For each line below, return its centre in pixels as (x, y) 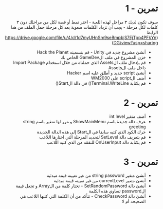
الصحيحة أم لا (134, 201)
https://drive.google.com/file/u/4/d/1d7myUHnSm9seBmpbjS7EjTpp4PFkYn (81, 38)
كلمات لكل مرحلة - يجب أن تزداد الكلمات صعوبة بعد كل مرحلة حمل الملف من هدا (84, 27)
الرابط (152, 32)
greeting (137, 127)
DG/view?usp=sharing (136, 42)
